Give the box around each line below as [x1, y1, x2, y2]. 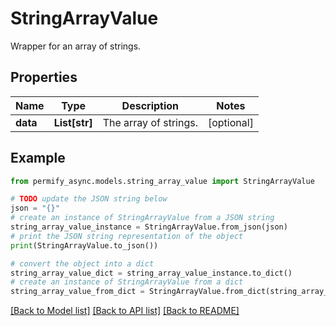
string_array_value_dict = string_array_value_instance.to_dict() [10, 268, 293, 278]
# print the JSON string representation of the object [10, 231, 244, 241]
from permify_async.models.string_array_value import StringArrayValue [10, 176, 315, 186]
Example [10, 150, 66, 167]
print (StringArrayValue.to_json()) [10, 240, 159, 251]
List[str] [53, 115, 93, 129]
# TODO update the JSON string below [10, 194, 168, 204]
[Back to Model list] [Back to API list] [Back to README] [10, 305, 240, 317]
